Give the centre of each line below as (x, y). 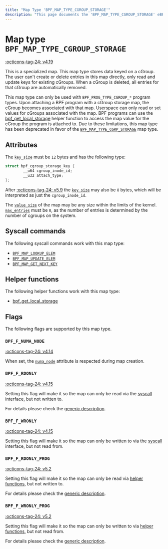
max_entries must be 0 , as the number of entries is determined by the (76, 210)
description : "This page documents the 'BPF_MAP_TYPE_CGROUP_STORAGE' (80, 15)
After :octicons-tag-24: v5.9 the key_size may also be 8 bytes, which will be (83, 190)
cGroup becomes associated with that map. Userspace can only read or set (83, 108)
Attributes (21, 145)
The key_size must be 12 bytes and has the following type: (65, 157)
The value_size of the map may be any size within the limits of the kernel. (81, 205)
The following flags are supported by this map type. (58, 329)
